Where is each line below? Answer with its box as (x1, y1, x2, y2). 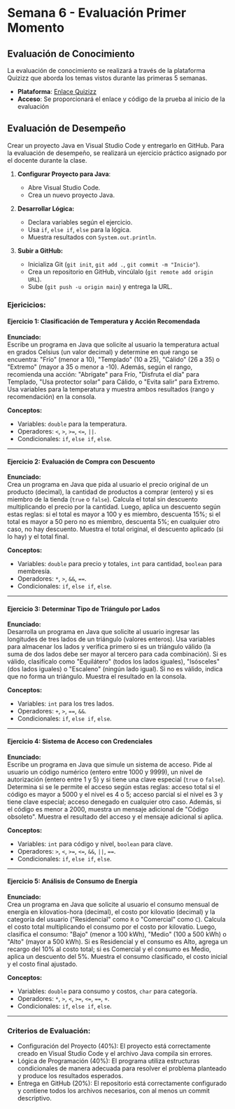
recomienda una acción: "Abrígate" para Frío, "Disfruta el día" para (7, 370, 199, 378)
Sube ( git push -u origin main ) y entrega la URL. (27, 282, 173, 290)
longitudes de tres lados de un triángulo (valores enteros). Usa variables (7, 635, 215, 643)
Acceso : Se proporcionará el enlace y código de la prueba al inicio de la (17, 95, 226, 103)
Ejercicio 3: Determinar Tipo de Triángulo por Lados (7, 605, 161, 613)
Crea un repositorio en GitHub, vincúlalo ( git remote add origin (27, 267, 213, 276)
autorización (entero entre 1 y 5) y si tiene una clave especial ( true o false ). (7, 775, 225, 784)
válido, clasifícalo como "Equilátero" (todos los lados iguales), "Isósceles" (7, 657, 220, 666)
